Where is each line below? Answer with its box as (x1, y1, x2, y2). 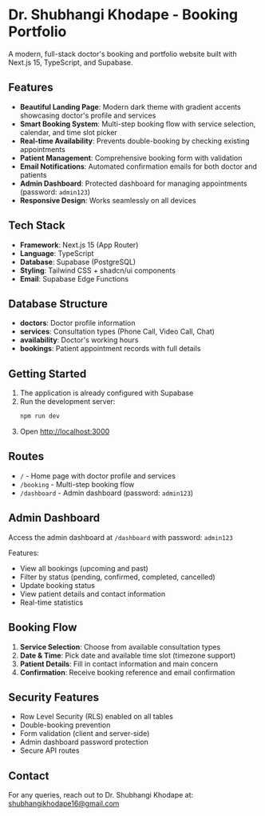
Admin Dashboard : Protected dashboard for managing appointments (19, 178, 247, 188)
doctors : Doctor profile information (19, 318, 136, 328)
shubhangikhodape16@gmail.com (8, 798, 120, 809)
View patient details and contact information (19, 589, 166, 598)
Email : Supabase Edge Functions (19, 274, 129, 283)
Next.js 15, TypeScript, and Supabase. (8, 58, 133, 67)
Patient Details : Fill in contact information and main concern (19, 658, 219, 669)
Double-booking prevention (19, 720, 111, 730)
